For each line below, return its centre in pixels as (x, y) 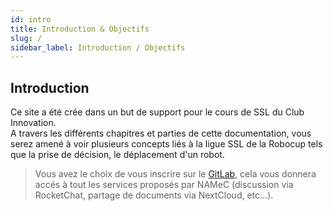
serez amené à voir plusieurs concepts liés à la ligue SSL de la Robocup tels (166, 144)
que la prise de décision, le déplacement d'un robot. (117, 155)
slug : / (26, 38)
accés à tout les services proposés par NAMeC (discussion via (164, 185)
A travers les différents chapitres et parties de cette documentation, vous (161, 133)
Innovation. (33, 123)
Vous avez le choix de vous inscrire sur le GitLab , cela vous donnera (175, 174)
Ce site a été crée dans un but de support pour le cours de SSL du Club (157, 112)
